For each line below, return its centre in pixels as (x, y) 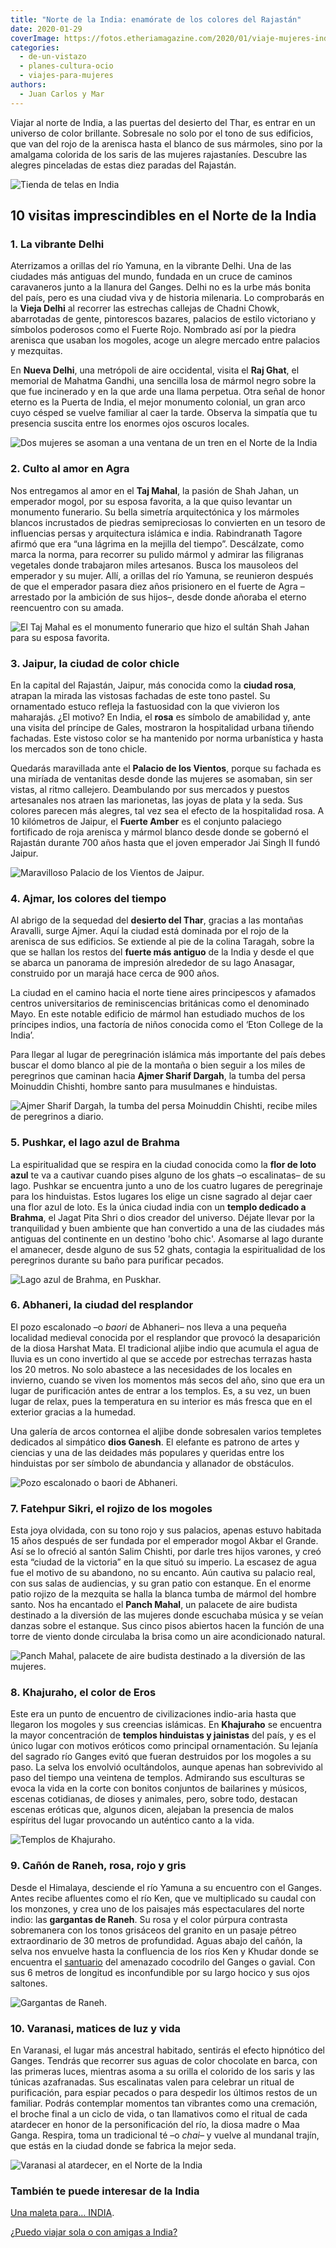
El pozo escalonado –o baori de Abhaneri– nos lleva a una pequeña (148, 1327)
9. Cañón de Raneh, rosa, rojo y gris (98, 1866)
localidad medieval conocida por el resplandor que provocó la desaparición (165, 1337)
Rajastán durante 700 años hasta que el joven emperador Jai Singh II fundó (165, 842)
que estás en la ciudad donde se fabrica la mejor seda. (123, 2145)
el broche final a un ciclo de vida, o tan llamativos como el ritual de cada (159, 2113)
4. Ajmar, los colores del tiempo (88, 898)
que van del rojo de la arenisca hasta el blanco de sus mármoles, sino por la (166, 143)
